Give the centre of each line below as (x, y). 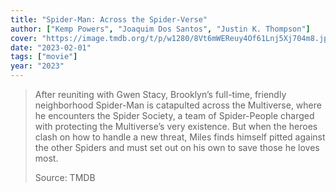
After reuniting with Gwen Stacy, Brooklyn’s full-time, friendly (160, 94)
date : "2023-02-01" (51, 47)
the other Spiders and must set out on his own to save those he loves (177, 147)
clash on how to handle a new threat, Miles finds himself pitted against (180, 137)
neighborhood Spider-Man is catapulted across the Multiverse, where (178, 105)
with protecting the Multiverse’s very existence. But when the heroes (176, 126)
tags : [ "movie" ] (44, 57)
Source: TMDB (65, 177)
